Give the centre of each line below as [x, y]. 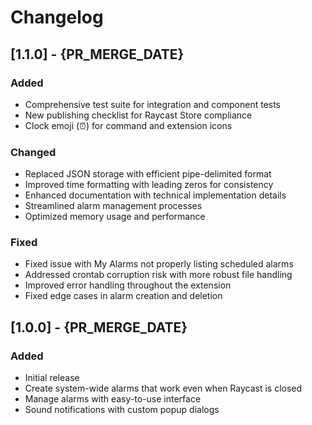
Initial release [52, 378]
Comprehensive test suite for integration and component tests [153, 104]
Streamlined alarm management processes [113, 206]
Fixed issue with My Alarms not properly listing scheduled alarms [159, 264]
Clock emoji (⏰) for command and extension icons [128, 125]
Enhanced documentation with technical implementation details [155, 195]
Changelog [57, 17]
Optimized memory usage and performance [115, 217]
